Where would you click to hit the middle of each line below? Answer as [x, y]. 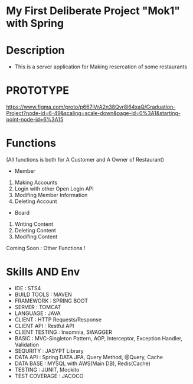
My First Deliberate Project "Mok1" [93, 11]
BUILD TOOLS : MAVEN [43, 294]
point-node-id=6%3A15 [35, 120]
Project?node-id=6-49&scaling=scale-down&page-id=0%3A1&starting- [94, 113]
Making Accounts [36, 182]
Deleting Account [36, 201]
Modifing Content [36, 237]
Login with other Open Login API [54, 189]
